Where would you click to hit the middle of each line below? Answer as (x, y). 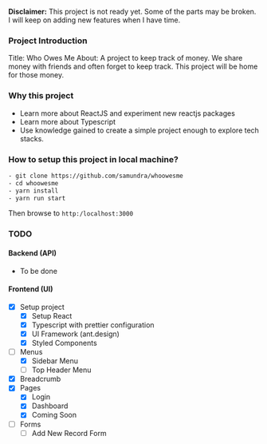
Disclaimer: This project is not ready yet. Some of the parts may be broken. (132, 12)
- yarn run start (37, 198)
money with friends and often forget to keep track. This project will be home (133, 66)
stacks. (31, 138)
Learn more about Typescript (68, 121)
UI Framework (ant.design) (75, 334)
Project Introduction (48, 41)
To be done (39, 271)
